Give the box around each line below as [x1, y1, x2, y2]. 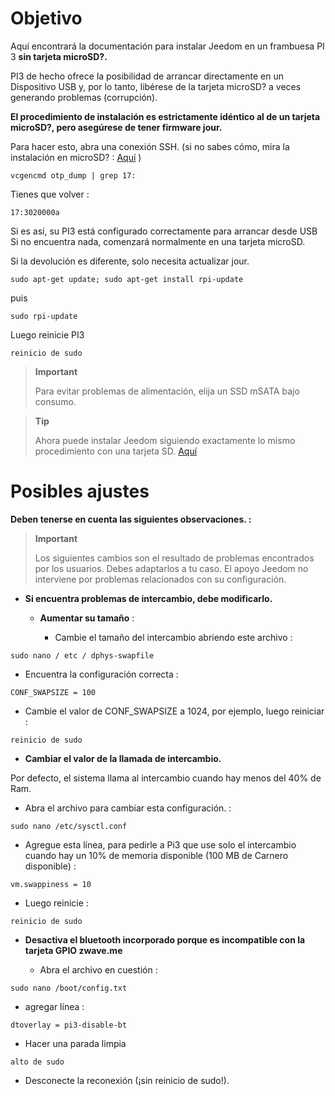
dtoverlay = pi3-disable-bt [10, 1020, 128, 1030]
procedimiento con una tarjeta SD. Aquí [34, 445, 198, 457]
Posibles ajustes [10, 480, 150, 503]
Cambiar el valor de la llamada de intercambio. [24, 752, 222, 764]
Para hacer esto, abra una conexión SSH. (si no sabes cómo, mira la [10, 140, 290, 152]
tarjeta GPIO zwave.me [24, 944, 123, 956]
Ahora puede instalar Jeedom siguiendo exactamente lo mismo [34, 434, 296, 446]
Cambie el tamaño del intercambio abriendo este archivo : [54, 631, 293, 643]
